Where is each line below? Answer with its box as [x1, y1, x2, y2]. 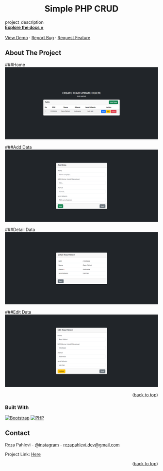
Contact [5, 429, 30, 437]
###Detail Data [5, 227, 35, 233]
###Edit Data [5, 309, 32, 315]
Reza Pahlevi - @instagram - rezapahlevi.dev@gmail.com [5, 442, 120, 448]
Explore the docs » [5, 24, 44, 30]
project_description [5, 19, 44, 25]
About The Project [5, 49, 62, 57]
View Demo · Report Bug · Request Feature [5, 34, 91, 40]
